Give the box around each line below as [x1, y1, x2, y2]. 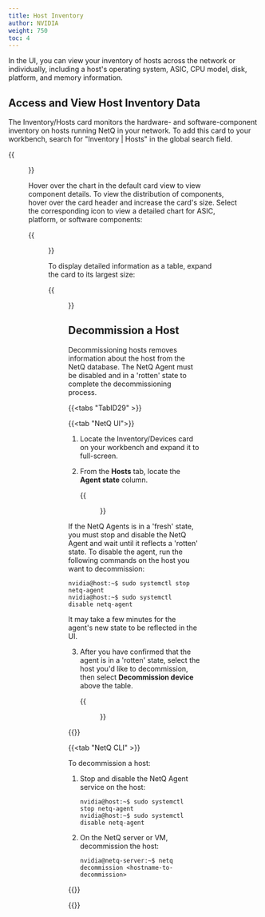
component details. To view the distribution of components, [28, 189, 224, 199]
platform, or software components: [28, 215, 143, 225]
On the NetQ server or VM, [79, 832, 168, 842]
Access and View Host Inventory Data [8, 96, 201, 110]
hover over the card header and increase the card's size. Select [28, 197, 238, 208]
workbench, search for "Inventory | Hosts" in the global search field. [8, 134, 233, 144]
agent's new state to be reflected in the [68, 623, 198, 632]
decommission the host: [79, 841, 160, 851]
